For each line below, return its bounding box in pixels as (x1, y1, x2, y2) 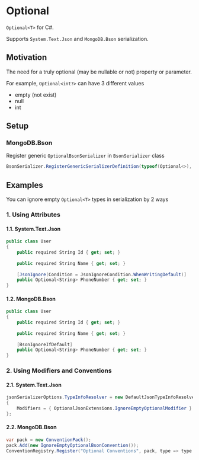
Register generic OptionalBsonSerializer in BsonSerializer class (6, 152, 165, 159)
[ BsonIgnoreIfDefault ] (17, 341, 73, 347)
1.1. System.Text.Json (6, 225, 61, 232)
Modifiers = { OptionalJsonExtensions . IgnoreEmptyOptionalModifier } (17, 405, 192, 411)
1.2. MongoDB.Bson (6, 295, 56, 302)
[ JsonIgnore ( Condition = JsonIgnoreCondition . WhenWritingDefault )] (17, 271, 187, 277)
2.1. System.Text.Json (6, 381, 62, 388)
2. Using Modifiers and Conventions (6, 366, 112, 375)
